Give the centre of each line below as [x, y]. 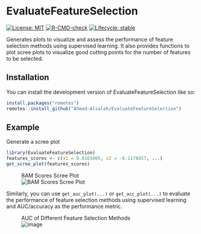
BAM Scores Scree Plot [50, 175]
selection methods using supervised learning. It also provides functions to [98, 46]
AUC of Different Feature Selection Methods [76, 218]
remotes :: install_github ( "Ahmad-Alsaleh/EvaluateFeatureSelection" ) [94, 109]
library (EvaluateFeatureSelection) [51, 153]
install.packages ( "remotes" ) [43, 103]
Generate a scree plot [33, 142]
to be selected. [25, 58]
